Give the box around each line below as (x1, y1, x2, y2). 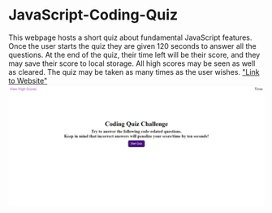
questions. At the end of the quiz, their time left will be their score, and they (8, 50, 261, 59)
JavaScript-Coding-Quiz (8, 6, 179, 24)
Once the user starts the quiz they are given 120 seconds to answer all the (8, 41, 257, 50)
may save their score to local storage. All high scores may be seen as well (8, 59, 256, 68)
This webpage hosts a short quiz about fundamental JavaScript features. (8, 33, 253, 42)
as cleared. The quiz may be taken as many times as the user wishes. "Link (8, 67, 260, 76)
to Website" (8, 76, 48, 85)
